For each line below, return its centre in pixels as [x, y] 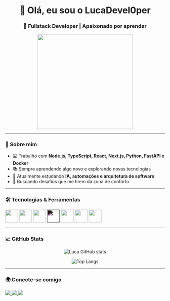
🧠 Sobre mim [21, 145]
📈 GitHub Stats [25, 239]
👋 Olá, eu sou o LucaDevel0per [85, 10]
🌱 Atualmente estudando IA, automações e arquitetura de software [83, 176]
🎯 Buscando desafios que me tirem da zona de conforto [71, 181]
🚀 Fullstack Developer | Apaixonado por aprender [85, 26]
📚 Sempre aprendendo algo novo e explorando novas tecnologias [81, 168]
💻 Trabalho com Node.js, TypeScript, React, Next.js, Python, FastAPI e [88, 156]
